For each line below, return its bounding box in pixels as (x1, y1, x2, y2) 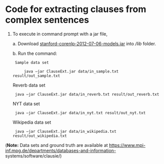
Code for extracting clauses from (5, 4, 146, 15)
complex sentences (5, 14, 90, 26)
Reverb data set (12, 82, 46, 88)
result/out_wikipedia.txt (12, 133, 67, 138)
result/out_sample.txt (12, 73, 60, 78)
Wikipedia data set (12, 119, 51, 125)
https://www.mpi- (109, 142, 146, 148)
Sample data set (15, 60, 49, 65)
